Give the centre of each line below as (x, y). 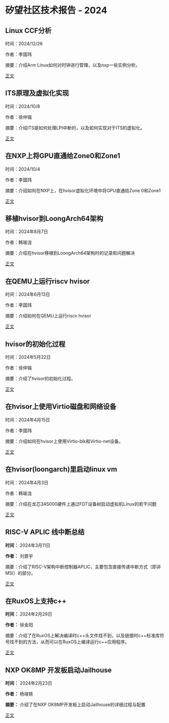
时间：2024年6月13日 (28, 294)
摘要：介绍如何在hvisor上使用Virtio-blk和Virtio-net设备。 (64, 441)
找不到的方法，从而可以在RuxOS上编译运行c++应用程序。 (69, 642)
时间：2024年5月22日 (28, 357)
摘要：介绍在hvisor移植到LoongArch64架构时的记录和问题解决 (70, 253)
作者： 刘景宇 (19, 556)
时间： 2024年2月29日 (29, 614)
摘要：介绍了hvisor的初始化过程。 (40, 378)
